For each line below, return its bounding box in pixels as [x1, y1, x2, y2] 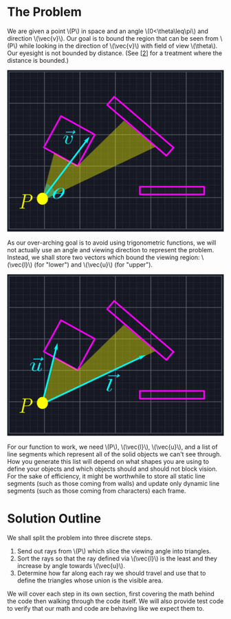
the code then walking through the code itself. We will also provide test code [7, 597, 224, 605]
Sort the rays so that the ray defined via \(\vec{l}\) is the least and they [16, 554, 218, 562]
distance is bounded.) [7, 56, 69, 64]
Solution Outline [7, 511, 102, 527]
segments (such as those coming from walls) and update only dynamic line [7, 480, 220, 488]
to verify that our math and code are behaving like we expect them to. [7, 604, 205, 612]
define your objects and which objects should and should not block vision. [7, 465, 218, 473]
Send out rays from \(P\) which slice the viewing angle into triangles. [16, 547, 212, 555]
